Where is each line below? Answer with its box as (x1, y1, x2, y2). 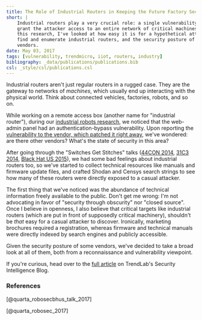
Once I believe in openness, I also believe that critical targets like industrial (6, 205, 191, 213)
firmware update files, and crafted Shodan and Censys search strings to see (6, 168, 195, 175)
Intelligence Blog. (6, 267, 49, 274)
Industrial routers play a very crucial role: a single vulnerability (17, 20, 198, 26)
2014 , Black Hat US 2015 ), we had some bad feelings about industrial (6, 155, 177, 163)
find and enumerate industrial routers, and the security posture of (17, 37, 195, 43)
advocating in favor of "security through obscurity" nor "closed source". (6, 199, 185, 206)
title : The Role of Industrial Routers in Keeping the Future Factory (6, 8, 187, 15)
